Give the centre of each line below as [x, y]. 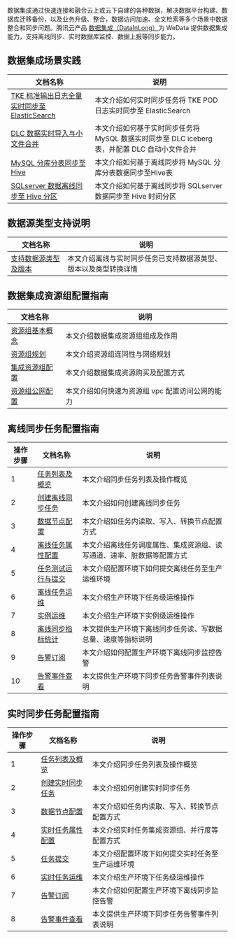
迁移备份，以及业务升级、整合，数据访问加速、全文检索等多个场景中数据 [123, 19]
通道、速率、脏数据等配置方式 [138, 556]
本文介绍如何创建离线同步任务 [131, 503]
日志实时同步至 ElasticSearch [143, 111]
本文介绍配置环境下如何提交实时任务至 [155, 854]
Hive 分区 [42, 196]
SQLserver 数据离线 [43, 185]
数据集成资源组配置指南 [58, 296]
